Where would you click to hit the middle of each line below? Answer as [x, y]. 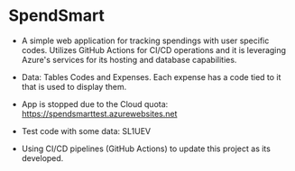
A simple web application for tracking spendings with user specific [145, 40]
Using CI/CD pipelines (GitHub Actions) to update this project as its [146, 148]
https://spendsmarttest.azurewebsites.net [99, 113]
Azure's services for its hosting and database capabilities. [129, 59]
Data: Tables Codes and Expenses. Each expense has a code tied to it [151, 76]
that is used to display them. [74, 86]
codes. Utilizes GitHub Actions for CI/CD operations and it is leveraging [153, 49]
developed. [42, 157]
